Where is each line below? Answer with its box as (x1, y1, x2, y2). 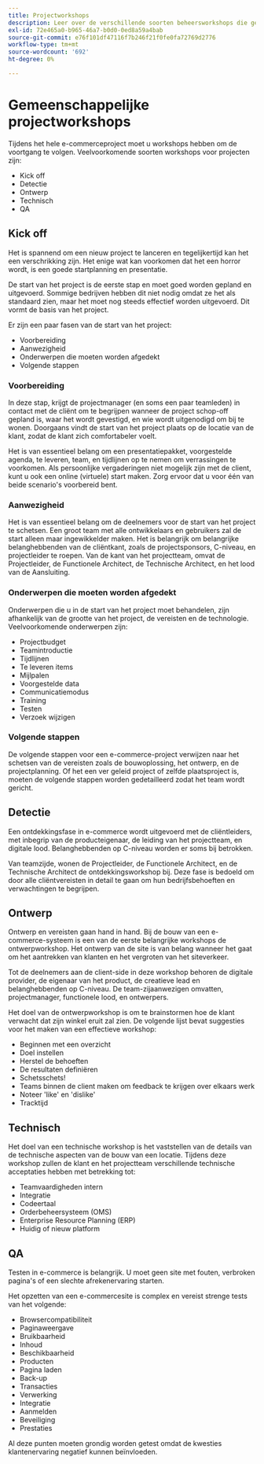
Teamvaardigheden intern (19, 1183, 104, 1192)
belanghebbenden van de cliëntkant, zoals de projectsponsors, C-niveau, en (8, 543, 256, 552)
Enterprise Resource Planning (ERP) (19, 1216, 136, 1225)
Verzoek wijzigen (19, 712, 76, 722)
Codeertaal (19, 1199, 57, 1208)
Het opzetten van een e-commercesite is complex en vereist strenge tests (8, 1291, 247, 1301)
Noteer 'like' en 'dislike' (19, 1090, 96, 1099)
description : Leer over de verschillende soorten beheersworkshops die (8, 19, 247, 27)
